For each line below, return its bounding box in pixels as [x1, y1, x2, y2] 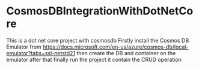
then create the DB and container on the [76, 49, 176, 56]
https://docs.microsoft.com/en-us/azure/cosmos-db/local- [43, 43, 189, 50]
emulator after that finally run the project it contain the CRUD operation [6, 56, 182, 63]
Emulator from [6, 43, 42, 50]
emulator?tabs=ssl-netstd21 [6, 49, 76, 56]
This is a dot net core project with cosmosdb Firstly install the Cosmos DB [6, 37, 189, 44]
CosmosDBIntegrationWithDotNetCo [6, 4, 194, 18]
